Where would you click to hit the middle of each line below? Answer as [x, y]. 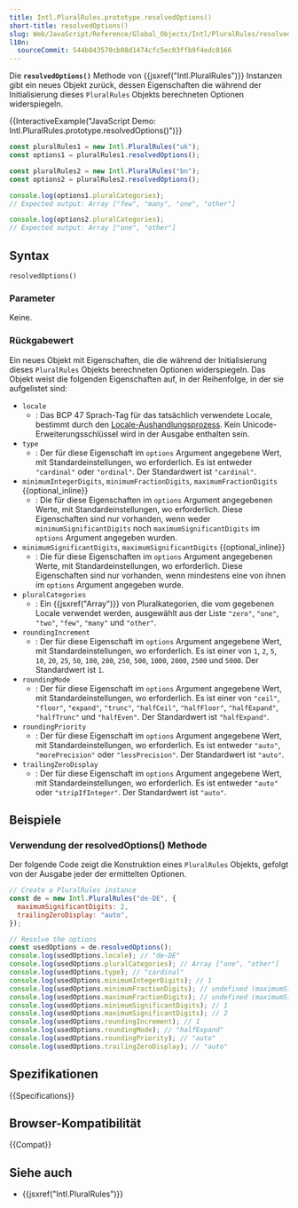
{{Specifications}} [42, 1095]
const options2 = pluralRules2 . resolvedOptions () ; [105, 179]
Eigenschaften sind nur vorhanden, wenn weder [123, 518]
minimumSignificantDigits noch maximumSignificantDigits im [147, 528]
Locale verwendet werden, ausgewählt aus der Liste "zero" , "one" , [157, 612]
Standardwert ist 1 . [70, 669]
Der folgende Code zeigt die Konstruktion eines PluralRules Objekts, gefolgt [149, 865]
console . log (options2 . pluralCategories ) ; [87, 220]
